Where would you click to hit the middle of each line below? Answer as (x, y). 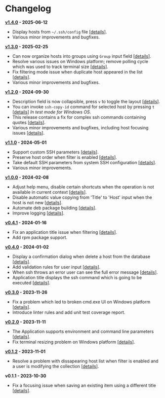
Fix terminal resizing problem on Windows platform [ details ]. (74, 342)
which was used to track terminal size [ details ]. (60, 67)
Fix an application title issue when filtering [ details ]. (65, 232)
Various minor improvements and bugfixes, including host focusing (80, 127)
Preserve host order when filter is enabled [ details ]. (64, 157)
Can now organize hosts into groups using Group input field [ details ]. (82, 56)
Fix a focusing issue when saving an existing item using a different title (84, 385)
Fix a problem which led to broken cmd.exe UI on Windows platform (81, 302)
